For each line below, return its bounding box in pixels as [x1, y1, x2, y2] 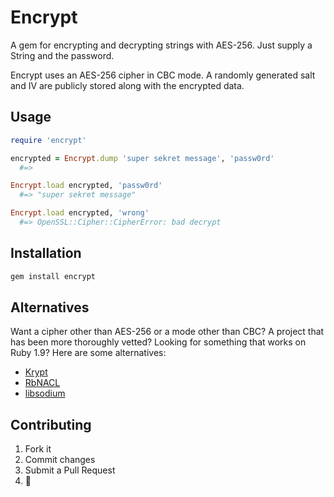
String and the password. [10, 49, 115, 61]
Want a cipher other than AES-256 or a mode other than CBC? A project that [10, 326, 325, 338]
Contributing [10, 416, 92, 433]
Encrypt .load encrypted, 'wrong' [10, 208, 150, 218]
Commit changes [24, 454, 96, 466]
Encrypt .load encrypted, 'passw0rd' [10, 181, 163, 191]
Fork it [24, 443, 52, 455]
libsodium [24, 387, 66, 400]
